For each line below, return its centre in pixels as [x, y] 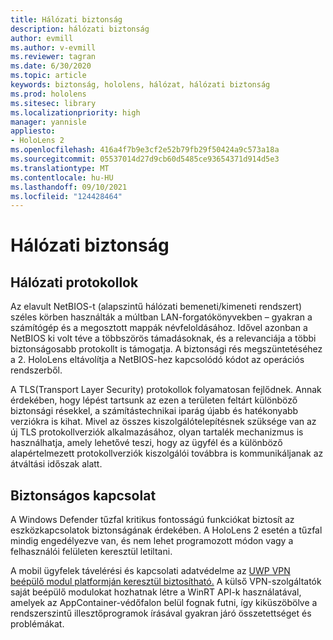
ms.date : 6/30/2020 [51, 66]
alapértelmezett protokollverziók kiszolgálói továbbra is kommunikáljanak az [167, 453]
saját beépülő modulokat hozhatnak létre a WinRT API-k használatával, [156, 592]
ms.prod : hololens [48, 94]
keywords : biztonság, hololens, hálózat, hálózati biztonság [140, 85]
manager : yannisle [48, 122]
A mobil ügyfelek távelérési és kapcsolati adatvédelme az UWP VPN [150, 571]
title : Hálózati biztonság [66, 19]
